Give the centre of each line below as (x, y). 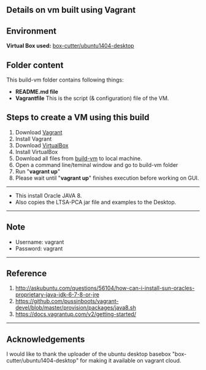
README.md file (36, 92)
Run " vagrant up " (37, 171)
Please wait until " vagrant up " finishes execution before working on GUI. (107, 178)
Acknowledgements (46, 339)
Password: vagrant (39, 249)
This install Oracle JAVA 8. (48, 195)
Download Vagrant (39, 132)
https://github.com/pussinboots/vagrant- (67, 301)
